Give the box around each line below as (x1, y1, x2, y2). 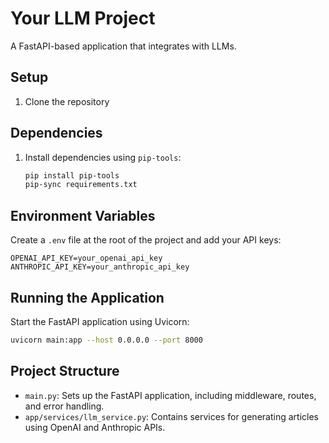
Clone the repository (24, 95, 110, 107)
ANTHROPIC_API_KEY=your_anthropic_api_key (10, 262, 190, 272)
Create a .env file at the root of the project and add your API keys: (10, 234, 282, 246)
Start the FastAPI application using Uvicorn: (10, 315, 190, 327)
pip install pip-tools (24, 170, 120, 181)
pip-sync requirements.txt (24, 180, 138, 190)
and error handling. (24, 400, 105, 412)
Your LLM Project (10, 7, 156, 30)
